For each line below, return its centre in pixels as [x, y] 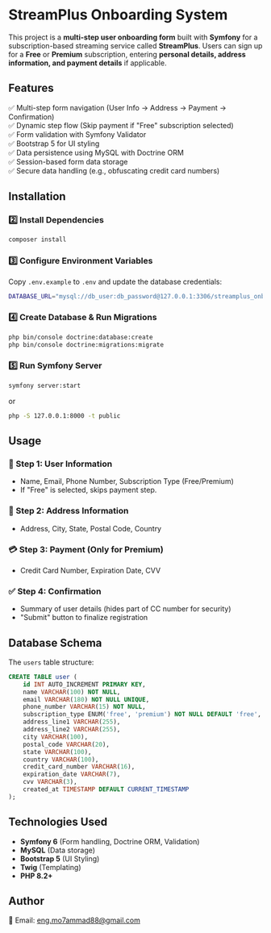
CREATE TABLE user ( [43, 677]
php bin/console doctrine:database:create [81, 337]
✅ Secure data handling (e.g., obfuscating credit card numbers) [114, 170]
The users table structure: [51, 662]
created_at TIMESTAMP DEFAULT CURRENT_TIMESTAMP [106, 789]
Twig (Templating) [50, 867]
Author [26, 901]
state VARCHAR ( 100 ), [57, 752]
